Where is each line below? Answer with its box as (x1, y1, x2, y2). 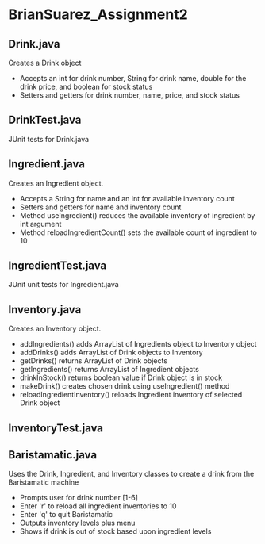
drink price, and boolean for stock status (19, 82, 153, 91)
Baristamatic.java (8, 448, 98, 462)
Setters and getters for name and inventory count (19, 202, 182, 212)
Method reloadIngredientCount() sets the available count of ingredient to (19, 228, 258, 237)
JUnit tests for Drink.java (8, 134, 90, 144)
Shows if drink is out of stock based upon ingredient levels (19, 527, 212, 536)
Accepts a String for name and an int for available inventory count (19, 193, 236, 203)
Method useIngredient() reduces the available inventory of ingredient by (19, 210, 255, 220)
